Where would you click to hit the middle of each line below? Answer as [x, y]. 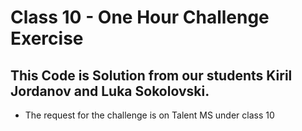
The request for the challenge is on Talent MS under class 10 [149, 115]
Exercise [47, 38]
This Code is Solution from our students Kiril [151, 75]
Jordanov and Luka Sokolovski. [110, 91]
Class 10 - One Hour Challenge [140, 17]
